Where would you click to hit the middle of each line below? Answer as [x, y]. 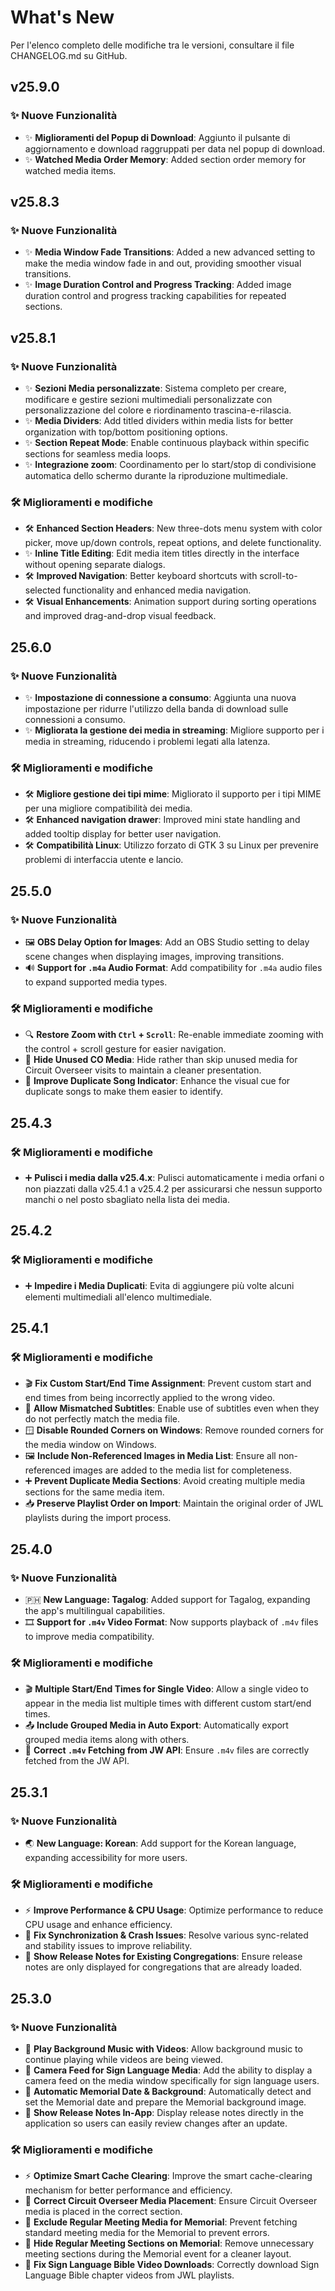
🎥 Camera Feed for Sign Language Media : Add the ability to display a [168, 2070]
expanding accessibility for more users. [106, 1857]
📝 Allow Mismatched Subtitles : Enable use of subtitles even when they [172, 1408]
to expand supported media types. [96, 982]
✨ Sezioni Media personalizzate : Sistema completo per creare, [155, 388]
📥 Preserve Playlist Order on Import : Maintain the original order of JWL [174, 1503]
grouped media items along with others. [107, 1740]
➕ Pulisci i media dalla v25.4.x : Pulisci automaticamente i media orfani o [174, 1177]
